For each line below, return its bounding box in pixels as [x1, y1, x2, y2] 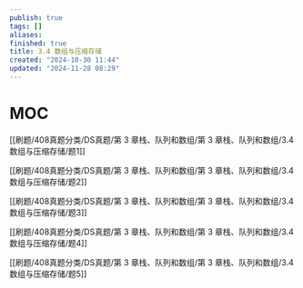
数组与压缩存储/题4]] [9, 237, 88, 248]
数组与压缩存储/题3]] [9, 206, 87, 218]
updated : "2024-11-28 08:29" [9, 65, 120, 74]
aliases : [9, 30, 43, 39]
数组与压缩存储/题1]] [9, 145, 86, 156]
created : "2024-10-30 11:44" [9, 55, 120, 65]
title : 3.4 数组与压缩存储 [9, 47, 102, 56]
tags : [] [9, 22, 43, 31]
